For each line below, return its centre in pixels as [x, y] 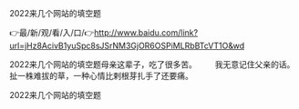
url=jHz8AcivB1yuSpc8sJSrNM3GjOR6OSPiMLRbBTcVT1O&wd [127, 45]
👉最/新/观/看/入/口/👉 [52, 33]
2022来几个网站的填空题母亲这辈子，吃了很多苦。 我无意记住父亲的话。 [152, 64]
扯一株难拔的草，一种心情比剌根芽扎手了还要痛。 [101, 76]
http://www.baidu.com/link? [146, 33]
